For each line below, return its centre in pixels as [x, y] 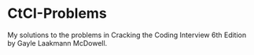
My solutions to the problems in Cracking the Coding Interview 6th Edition [127, 35]
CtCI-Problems [57, 14]
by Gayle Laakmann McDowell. [57, 43]
